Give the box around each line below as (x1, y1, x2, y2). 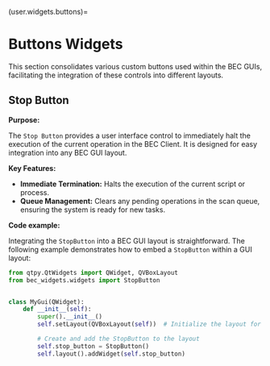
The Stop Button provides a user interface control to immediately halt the (8, 131, 251, 140)
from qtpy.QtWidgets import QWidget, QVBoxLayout (8, 268, 179, 277)
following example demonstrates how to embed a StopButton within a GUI (8, 244, 252, 254)
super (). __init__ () (37, 313, 103, 321)
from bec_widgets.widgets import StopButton (8, 276, 160, 285)
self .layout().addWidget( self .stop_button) (37, 350, 185, 358)
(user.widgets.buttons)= (8, 7, 89, 16)
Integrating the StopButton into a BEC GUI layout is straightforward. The (8, 235, 246, 245)
